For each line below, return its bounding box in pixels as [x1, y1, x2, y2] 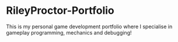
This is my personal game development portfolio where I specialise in [6, 23, 173, 30]
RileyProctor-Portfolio [6, 4, 115, 17]
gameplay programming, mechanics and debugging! [6, 29, 132, 36]
